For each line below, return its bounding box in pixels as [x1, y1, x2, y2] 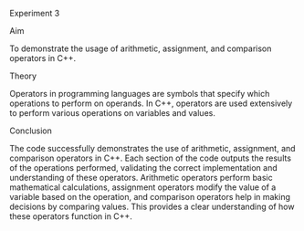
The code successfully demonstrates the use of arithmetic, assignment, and [9, 143, 296, 153]
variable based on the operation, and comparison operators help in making [9, 192, 290, 202]
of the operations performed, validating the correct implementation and [9, 163, 278, 173]
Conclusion [9, 125, 53, 136]
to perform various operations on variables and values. [9, 108, 216, 118]
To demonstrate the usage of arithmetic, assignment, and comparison [9, 43, 272, 54]
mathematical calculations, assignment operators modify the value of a [9, 182, 277, 193]
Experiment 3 [9, 8, 60, 18]
